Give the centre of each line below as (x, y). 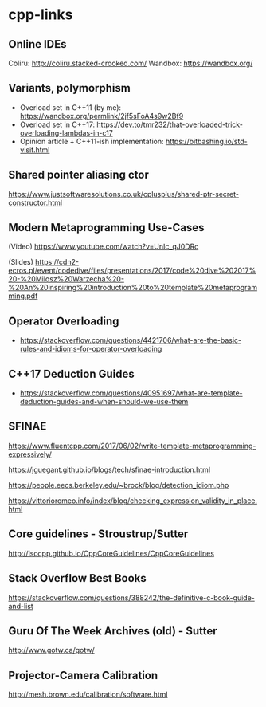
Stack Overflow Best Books (77, 578)
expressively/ (30, 454)
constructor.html (35, 202)
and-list (21, 606)
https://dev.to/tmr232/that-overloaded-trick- (170, 124)
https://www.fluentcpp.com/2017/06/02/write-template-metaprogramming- (132, 446)
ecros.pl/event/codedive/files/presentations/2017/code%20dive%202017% (132, 271)
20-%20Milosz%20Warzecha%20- (66, 279)
